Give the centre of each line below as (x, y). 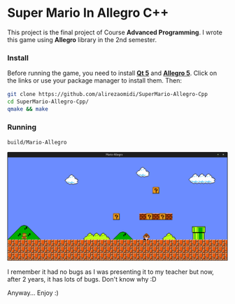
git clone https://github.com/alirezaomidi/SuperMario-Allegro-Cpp (108, 95)
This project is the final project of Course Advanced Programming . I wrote (115, 32)
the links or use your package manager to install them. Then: (94, 81)
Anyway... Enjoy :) (33, 293)
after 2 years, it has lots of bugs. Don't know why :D (82, 279)
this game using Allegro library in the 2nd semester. (82, 39)
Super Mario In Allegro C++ (88, 13)
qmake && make (28, 109)
